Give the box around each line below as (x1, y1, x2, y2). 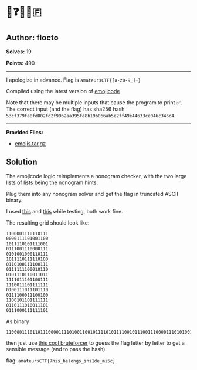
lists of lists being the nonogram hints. (6, 179, 98, 186)
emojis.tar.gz (14, 140, 46, 147)
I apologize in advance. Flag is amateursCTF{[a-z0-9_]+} (6, 76, 141, 83)
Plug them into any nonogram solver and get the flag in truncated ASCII (6, 190, 179, 197)
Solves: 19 (6, 48, 32, 55)
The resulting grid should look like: (6, 219, 90, 226)
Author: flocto (6, 32, 59, 42)
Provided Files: (6, 129, 43, 135)
